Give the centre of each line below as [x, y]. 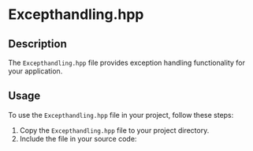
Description [37, 44]
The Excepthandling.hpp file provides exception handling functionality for [127, 62]
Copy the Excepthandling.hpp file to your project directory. [114, 130]
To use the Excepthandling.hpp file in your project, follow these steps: [121, 115]
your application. [35, 71]
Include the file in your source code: [78, 138]
